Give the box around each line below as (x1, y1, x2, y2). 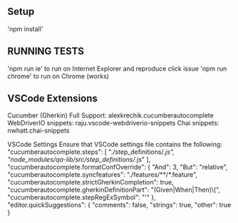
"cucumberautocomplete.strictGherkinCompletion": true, (7, 178, 175, 187)
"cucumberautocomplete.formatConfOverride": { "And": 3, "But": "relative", (7, 163, 228, 172)
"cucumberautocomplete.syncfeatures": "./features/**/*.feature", (7, 170, 198, 179)
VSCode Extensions (7, 93, 98, 105)
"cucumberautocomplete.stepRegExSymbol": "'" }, (7, 193, 156, 202)
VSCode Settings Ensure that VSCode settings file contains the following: (7, 140, 222, 149)
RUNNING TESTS (7, 46, 84, 58)
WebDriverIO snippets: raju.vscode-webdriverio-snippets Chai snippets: (7, 119, 219, 128)
